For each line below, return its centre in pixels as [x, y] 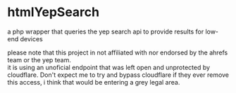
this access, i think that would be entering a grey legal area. [94, 82]
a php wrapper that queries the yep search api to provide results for [106, 31]
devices [32, 38]
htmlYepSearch [54, 12]
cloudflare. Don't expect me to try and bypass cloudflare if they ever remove [118, 75]
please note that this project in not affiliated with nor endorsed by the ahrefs [118, 52]
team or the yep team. [39, 59]
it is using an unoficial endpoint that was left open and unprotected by [108, 67]
